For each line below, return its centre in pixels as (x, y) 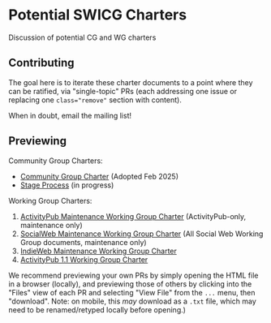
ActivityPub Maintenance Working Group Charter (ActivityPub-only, (133, 216)
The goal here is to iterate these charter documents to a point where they (131, 82)
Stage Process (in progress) (67, 185)
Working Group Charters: (50, 200)
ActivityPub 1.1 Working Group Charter (84, 259)
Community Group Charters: (56, 161)
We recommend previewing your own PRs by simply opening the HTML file (133, 275)
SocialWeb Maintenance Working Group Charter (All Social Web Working (142, 234)
